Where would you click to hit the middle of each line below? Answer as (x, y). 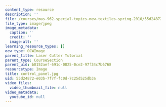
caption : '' (22, 33)
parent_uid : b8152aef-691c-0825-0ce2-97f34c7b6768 (58, 65)
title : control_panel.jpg (32, 74)
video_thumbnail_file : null (39, 88)
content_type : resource (30, 10)
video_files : (19, 83)
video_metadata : (22, 92)
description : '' (22, 14)
